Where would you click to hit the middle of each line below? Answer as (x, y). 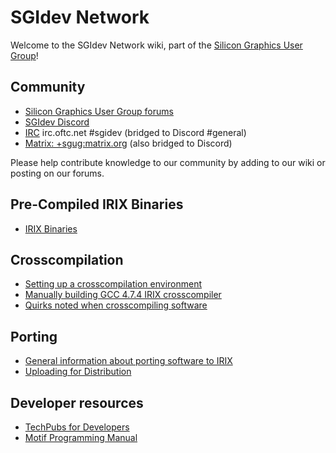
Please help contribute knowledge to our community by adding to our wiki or (168, 162)
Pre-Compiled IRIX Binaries (97, 204)
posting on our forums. (57, 173)
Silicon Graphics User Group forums (99, 111)
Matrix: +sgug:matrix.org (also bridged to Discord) (128, 143)
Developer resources (77, 402)
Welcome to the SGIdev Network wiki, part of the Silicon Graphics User (156, 45)
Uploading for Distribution (78, 372)
